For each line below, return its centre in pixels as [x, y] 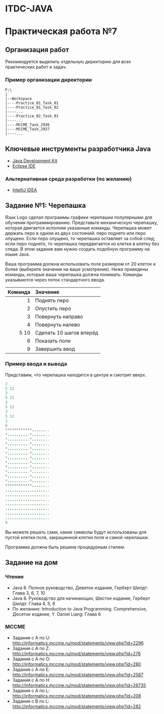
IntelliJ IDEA [25, 190]
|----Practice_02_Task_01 [32, 116]
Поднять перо [52, 300]
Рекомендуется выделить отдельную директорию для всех [68, 62]
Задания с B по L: [31, 701]
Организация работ [37, 49]
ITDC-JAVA [29, 9]
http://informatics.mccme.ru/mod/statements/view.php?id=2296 [78, 643]
